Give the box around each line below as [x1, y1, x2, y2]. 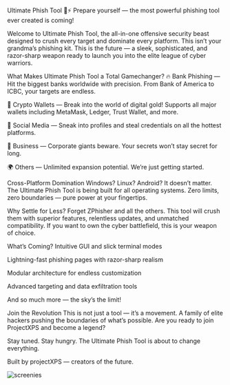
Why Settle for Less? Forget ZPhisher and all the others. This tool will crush [7, 207, 220, 215]
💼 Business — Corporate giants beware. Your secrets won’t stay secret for [7, 142, 218, 150]
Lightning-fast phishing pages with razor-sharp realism [7, 256, 164, 264]
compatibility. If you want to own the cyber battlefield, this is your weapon [7, 222, 217, 229]
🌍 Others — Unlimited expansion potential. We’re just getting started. [7, 163, 205, 171]
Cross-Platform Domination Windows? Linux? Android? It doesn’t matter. [7, 179, 212, 187]
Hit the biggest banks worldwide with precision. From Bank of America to [7, 80, 215, 88]
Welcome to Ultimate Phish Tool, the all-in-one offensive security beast [7, 30, 209, 37]
